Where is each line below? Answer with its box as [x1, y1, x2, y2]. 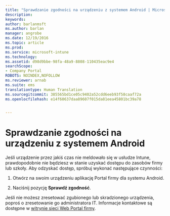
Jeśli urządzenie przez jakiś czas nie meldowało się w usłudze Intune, [5, 154, 151, 160]
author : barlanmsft [5, 21, 47, 27]
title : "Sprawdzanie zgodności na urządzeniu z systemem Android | [5, 7, 151, 13]
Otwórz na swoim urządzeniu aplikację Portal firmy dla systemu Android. [12, 175, 164, 181]
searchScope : [5, 64, 33, 69]
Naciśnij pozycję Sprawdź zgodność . [12, 185, 91, 191]
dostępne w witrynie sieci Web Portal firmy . [5, 205, 96, 211]
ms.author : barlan [5, 26, 44, 31]
